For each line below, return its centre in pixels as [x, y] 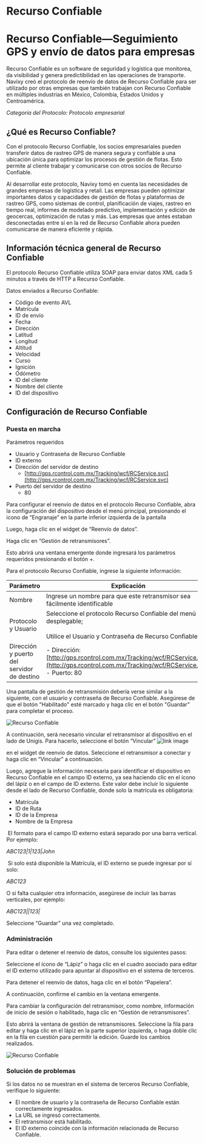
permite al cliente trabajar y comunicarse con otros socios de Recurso [94, 166]
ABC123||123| [23, 912]
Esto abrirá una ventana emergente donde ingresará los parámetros [91, 553]
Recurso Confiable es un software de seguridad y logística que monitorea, [99, 69]
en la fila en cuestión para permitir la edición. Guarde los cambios [88, 1037]
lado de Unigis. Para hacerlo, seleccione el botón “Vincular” [81, 741]
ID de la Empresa [36, 815]
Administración [29, 939]
